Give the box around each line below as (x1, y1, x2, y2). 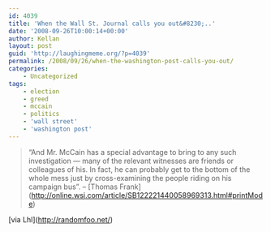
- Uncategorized (23, 72, 79, 80)
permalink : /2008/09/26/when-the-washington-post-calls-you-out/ (8, 58, 234, 66)
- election (23, 87, 60, 96)
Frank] (119, 182, 142, 191)
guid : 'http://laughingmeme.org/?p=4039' (8, 49, 151, 58)
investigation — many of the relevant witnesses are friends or (28, 156, 234, 165)
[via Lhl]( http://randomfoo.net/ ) (8, 214, 114, 224)
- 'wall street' (23, 118, 79, 126)
